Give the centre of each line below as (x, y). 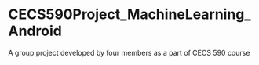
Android (35, 31)
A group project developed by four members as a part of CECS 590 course (129, 52)
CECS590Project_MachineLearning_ (129, 14)
